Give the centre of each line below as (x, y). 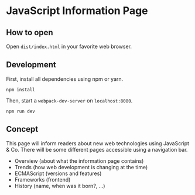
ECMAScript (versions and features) (58, 173)
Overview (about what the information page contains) (79, 161)
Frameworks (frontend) (42, 179)
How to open (30, 32)
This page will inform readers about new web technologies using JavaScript (97, 143)
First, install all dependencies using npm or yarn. (65, 79)
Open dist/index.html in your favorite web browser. (69, 46)
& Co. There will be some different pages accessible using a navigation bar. (97, 149)
